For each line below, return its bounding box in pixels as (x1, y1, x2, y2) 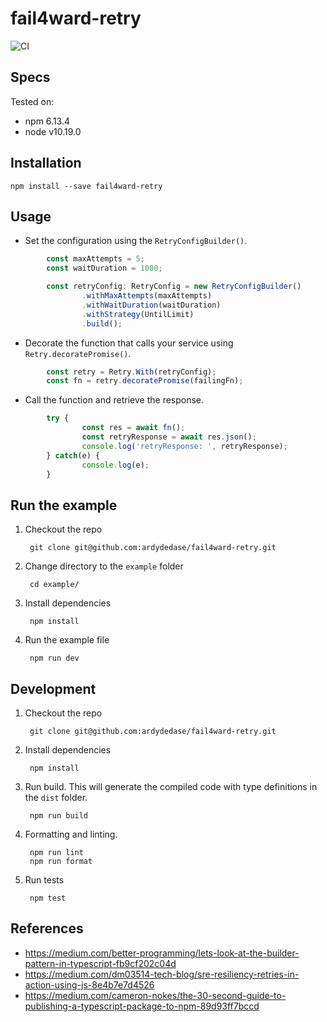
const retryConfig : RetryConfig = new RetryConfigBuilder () (46, 282, 302, 292)
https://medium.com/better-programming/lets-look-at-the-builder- (24, 947, 300, 959)
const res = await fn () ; (81, 423, 186, 433)
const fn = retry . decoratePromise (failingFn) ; (46, 376, 244, 386)
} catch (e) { (46, 450, 101, 461)
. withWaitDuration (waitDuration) (81, 300, 222, 310)
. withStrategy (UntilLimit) (81, 309, 195, 319)
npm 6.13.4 (24, 115, 70, 127)
